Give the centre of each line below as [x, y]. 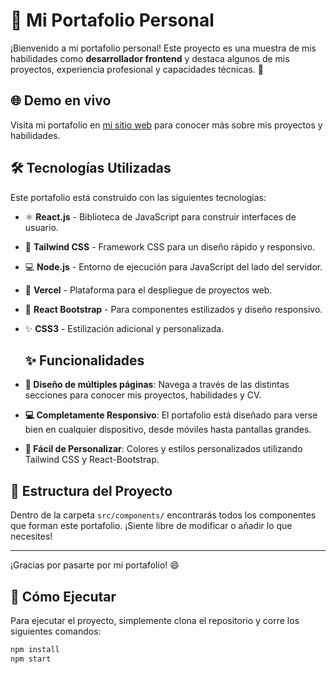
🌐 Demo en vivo [61, 100]
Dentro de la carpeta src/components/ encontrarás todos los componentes [163, 515]
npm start [31, 659]
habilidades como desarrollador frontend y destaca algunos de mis [150, 58]
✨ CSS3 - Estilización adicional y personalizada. [124, 328]
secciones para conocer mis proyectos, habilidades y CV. [143, 395]
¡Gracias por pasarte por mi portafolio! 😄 [95, 565]
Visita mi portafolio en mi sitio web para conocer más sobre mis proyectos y [166, 125]
